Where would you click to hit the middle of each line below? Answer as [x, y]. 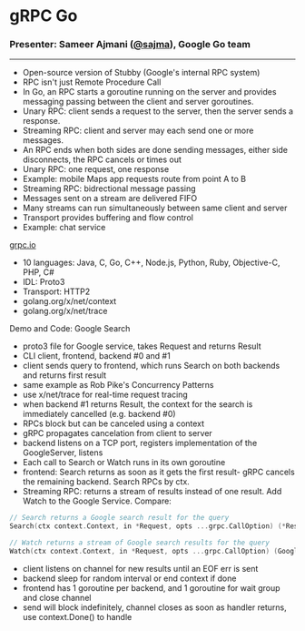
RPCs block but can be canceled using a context [113, 423]
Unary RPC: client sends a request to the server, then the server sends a [157, 111]
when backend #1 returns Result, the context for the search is [138, 404]
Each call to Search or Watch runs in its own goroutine [124, 463]
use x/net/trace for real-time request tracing [105, 395]
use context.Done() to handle [77, 616]
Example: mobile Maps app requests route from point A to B [134, 179]
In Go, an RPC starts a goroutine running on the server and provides [149, 92]
